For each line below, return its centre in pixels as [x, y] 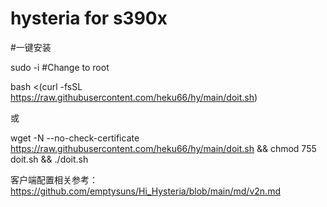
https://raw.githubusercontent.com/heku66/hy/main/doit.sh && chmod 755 [163, 148]
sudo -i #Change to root [60, 67]
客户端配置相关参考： [54, 179]
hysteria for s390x [89, 18]
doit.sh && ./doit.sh [49, 159]
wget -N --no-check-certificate [75, 138]
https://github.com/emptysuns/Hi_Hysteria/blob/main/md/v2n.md [145, 191]
